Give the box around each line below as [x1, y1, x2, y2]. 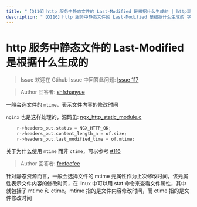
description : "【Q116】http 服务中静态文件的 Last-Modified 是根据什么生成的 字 [6, 14, 192, 20]
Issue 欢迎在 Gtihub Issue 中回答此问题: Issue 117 [20, 76, 139, 83]
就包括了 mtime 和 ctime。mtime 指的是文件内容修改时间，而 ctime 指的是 [6, 187, 185, 194]
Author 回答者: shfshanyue [20, 89, 85, 96]
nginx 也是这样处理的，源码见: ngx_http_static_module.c [6, 114, 142, 121]
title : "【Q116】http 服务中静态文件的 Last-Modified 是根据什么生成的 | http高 [6, 8, 192, 15]
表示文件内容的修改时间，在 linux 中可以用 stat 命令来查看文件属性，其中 [11, 180, 186, 187]
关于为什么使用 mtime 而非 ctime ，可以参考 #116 [6, 148, 121, 155]
